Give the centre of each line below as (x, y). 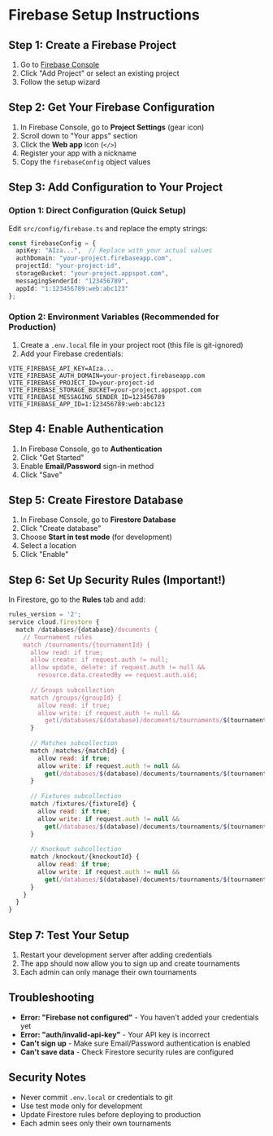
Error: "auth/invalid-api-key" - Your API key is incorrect (115, 1034)
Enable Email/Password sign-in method (87, 466)
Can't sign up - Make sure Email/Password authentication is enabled (135, 1043)
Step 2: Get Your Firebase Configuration (112, 107)
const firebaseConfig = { (52, 243)
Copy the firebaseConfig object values (85, 161)
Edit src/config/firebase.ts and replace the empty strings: (108, 228)
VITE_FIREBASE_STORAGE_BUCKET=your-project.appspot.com (105, 390)
